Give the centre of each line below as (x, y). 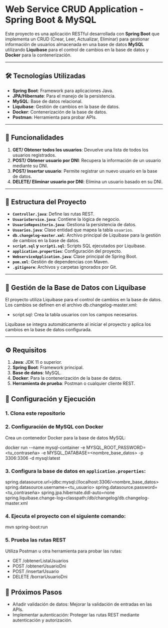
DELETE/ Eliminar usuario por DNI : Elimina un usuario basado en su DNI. (87, 182)
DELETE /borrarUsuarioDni (40, 576)
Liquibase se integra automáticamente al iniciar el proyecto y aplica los (78, 324)
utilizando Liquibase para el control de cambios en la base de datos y (77, 50)
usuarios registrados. (34, 155)
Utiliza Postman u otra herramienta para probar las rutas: (64, 551)
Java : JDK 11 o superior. (37, 362)
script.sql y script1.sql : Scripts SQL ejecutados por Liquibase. (79, 246)
